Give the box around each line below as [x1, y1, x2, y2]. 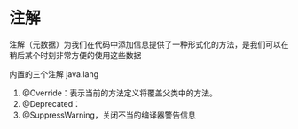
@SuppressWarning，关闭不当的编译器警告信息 [21, 110, 197, 120]
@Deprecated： [21, 98, 82, 109]
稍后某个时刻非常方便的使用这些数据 [9, 49, 142, 60]
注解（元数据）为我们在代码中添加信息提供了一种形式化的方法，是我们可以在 [9, 39, 289, 49]
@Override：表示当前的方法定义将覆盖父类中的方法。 [21, 87, 217, 98]
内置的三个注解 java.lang [9, 68, 99, 80]
